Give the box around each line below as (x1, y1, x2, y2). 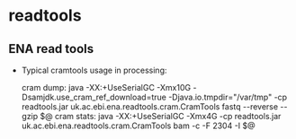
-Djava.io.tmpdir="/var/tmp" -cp (168, 91, 288, 102)
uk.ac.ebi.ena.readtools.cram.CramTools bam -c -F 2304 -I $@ (21, 120, 256, 131)
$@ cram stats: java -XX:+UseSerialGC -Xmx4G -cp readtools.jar (40, 111, 282, 121)
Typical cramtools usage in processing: (21, 65, 167, 75)
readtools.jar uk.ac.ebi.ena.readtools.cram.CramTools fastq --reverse (21, 101, 279, 112)
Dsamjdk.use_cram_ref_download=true (21, 91, 167, 102)
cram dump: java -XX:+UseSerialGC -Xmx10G (21, 83, 191, 92)
